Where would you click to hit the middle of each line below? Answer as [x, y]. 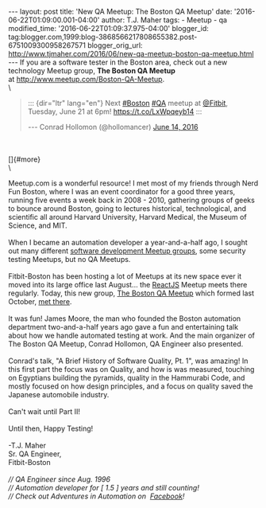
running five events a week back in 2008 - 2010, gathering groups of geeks [132, 200]
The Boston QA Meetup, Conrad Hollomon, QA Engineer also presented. [126, 344]
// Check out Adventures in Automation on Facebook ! [96, 496]
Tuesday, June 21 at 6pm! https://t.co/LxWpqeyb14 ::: [115, 111]
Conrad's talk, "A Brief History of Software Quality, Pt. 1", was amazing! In [128, 361]
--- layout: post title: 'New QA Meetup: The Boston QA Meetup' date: [120, 12]
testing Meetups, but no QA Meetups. [69, 259]
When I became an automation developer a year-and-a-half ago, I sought [128, 242]
